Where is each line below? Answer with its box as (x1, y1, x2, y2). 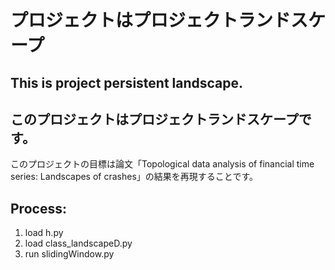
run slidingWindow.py (24, 248, 115, 260)
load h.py (24, 227, 64, 239)
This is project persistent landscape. (10, 74, 244, 91)
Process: (10, 200, 67, 217)
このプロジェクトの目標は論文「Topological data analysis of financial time (10, 158, 315, 170)
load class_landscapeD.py (24, 237, 133, 250)
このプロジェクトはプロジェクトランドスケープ (10, 111, 299, 128)
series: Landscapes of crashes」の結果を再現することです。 (10, 171, 258, 183)
